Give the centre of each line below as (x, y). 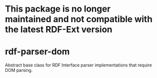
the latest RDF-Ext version (59, 30)
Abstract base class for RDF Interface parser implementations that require (78, 65)
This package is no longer (58, 9)
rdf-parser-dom (37, 52)
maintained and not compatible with (79, 19)
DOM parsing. (19, 70)
